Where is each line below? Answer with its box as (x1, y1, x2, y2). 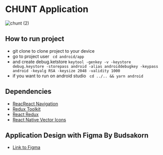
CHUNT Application (5, 4, 88, 15)
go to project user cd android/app (12, 53, 84, 59)
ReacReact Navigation (12, 100, 58, 106)
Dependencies (5, 87, 51, 96)
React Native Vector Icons (12, 116, 66, 122)
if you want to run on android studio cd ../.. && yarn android (12, 73, 143, 79)
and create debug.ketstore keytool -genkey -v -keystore (12, 59, 131, 65)
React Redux (12, 111, 39, 117)
